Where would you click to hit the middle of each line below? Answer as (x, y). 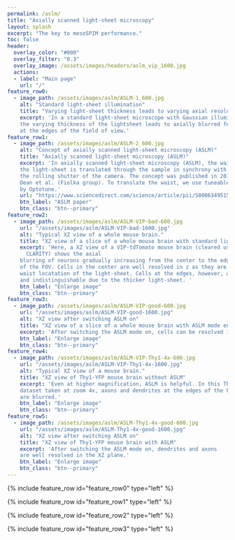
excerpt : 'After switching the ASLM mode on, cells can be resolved (122, 332)
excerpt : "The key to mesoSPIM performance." (74, 33)
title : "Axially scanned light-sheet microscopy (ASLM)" (105, 157)
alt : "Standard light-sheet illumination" (83, 105)
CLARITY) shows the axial (63, 254)
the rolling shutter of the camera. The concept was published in (119, 176)
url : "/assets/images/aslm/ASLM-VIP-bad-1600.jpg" (95, 228)
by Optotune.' (40, 189)
